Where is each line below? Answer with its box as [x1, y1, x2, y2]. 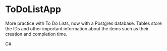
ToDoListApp [5, 4, 62, 15]
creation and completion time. [5, 31, 68, 37]
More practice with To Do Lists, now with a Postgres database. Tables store [5, 20, 162, 26]
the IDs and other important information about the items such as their [5, 25, 149, 31]
